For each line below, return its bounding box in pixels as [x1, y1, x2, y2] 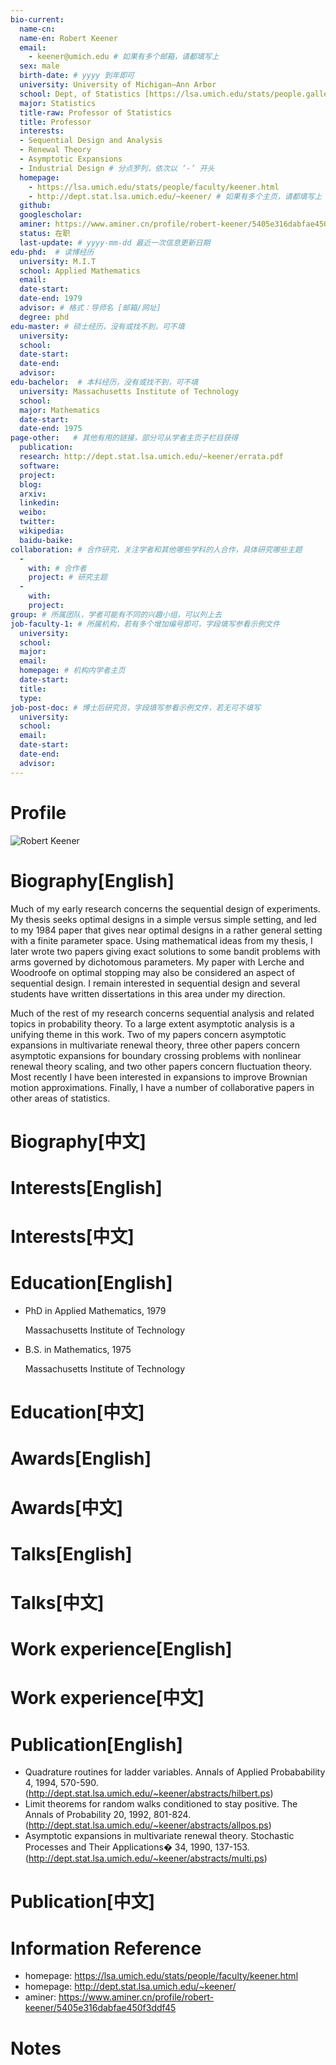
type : [19, 693, 43, 703]
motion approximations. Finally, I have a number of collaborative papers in [10, 1081, 315, 1093]
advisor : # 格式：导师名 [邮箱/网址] [19, 303, 162, 313]
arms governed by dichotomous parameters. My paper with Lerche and [10, 956, 305, 968]
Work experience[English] [10, 1638, 233, 1661]
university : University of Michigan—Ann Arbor [19, 80, 217, 90]
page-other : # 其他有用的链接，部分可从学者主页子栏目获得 [10, 433, 239, 443]
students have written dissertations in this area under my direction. [10, 987, 286, 1000]
